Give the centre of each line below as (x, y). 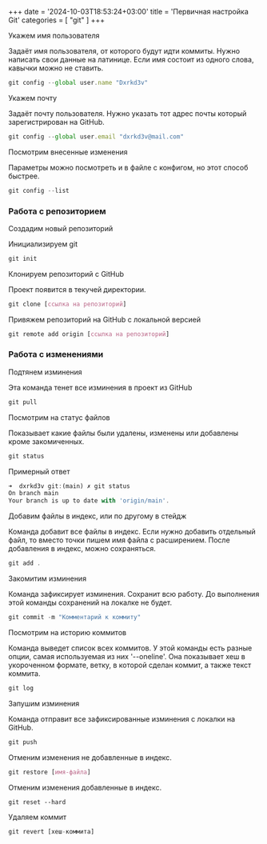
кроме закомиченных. (46, 441)
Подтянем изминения (45, 372)
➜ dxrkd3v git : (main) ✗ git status (69, 486)
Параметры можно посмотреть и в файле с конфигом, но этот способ (128, 167)
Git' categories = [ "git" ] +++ (57, 20)
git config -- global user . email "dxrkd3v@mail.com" (96, 136)
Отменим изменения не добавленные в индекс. (90, 757)
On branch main (34, 494)
